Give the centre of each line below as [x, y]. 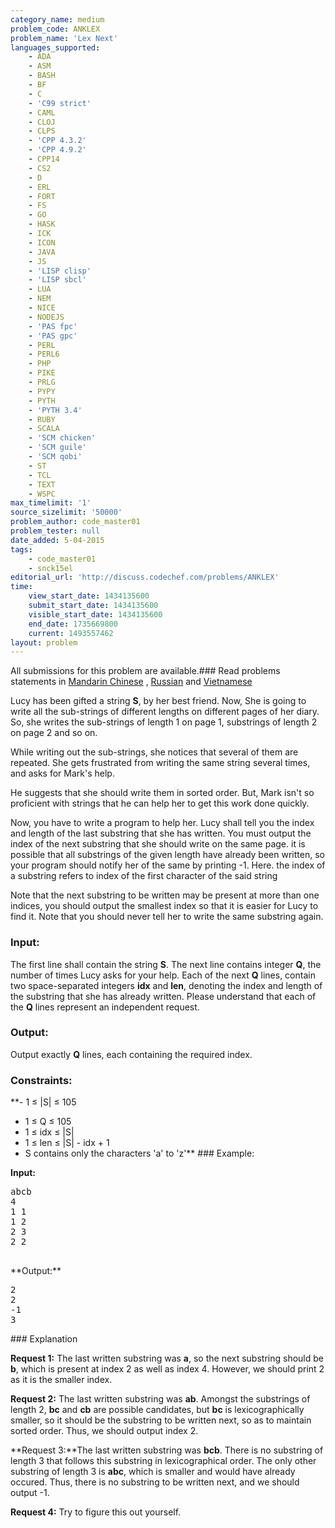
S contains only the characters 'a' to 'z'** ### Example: [139, 1153]
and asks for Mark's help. [62, 773]
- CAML [42, 112]
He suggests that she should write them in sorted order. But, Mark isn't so [162, 793]
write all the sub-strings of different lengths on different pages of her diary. [165, 712]
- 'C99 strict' [60, 103]
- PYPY [42, 391]
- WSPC [42, 494]
